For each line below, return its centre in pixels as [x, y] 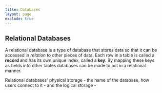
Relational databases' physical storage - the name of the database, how [77, 80]
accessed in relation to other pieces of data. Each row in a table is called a [80, 55]
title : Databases [23, 9]
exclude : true [20, 19]
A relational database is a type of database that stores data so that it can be [81, 50]
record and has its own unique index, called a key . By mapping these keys [80, 60]
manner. [13, 71]
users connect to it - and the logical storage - [51, 85]
